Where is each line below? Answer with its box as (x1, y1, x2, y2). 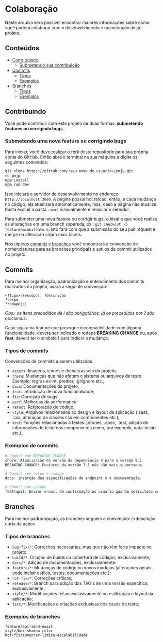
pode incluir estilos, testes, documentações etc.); (12, 570, 111, 576)
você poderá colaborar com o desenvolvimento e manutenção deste (5, 24, 142, 30)
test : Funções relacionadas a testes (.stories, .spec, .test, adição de (12, 420, 148, 425)
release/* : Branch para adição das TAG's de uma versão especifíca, (12, 581, 149, 586)
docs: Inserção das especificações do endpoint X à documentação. (5, 476, 142, 481)
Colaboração (5, 3, 58, 15)
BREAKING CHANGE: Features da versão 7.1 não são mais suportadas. (5, 462, 145, 467)
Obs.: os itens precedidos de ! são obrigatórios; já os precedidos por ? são (5, 310, 155, 316)
